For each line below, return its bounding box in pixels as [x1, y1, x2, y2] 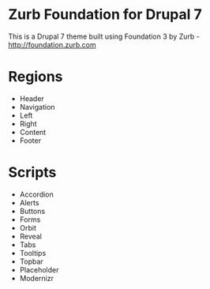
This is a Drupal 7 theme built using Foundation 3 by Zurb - [8, 32, 200, 41]
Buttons [19, 206, 46, 216]
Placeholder [19, 265, 59, 274]
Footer [19, 136, 42, 145]
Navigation [19, 102, 55, 111]
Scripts [8, 163, 57, 182]
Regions [8, 68, 63, 86]
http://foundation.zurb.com [8, 39, 96, 49]
